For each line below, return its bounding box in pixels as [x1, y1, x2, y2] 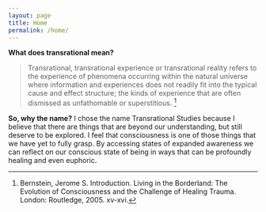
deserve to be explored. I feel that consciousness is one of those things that [8, 131, 256, 140]
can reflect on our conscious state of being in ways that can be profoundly [8, 147, 252, 157]
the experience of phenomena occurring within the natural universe [27, 72, 248, 81]
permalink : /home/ [8, 26, 69, 34]
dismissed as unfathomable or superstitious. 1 [27, 97, 177, 108]
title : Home [8, 19, 47, 27]
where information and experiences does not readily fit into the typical [27, 80, 257, 89]
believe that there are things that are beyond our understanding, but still [8, 122, 243, 131]
